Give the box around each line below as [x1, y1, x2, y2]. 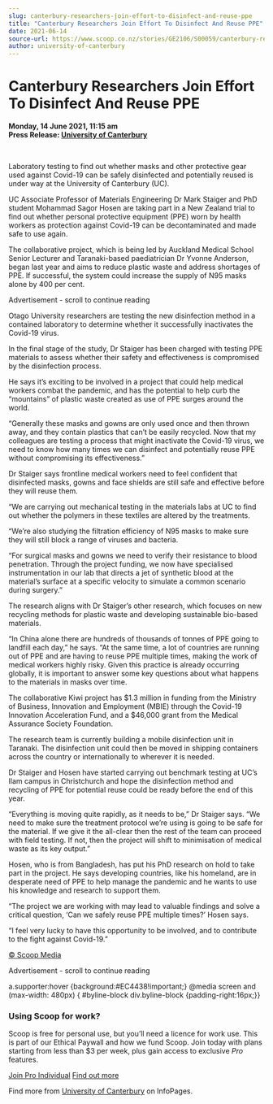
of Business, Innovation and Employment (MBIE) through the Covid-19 [8, 702, 242, 711]
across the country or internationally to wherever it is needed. [8, 752, 215, 762]
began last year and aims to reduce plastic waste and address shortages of [8, 262, 261, 272]
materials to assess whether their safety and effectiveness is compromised [8, 353, 260, 363]
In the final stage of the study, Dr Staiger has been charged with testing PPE [8, 344, 262, 354]
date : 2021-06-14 [8, 27, 67, 35]
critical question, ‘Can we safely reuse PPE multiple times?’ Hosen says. [8, 910, 249, 919]
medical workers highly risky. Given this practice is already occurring [8, 660, 240, 670]
